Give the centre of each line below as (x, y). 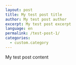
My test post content (27, 57)
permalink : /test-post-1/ (32, 33)
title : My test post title (34, 15)
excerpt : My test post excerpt (38, 24)
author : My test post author (36, 19)
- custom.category (29, 43)
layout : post (19, 10)
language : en (19, 29)
